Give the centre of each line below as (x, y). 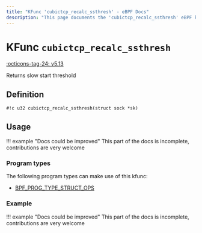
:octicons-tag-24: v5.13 (35, 64)
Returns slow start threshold (41, 75)
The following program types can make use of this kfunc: (77, 176)
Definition (25, 94)
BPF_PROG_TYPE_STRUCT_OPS (55, 188)
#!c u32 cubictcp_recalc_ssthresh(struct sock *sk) (72, 108)
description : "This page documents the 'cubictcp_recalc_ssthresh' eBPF (99, 17)
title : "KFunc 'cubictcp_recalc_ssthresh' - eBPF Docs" (78, 12)
